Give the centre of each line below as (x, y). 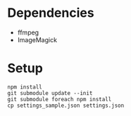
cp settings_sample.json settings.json (66, 105)
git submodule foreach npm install (60, 99)
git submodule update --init (50, 93)
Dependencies (51, 13)
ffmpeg (28, 32)
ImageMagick (37, 39)
